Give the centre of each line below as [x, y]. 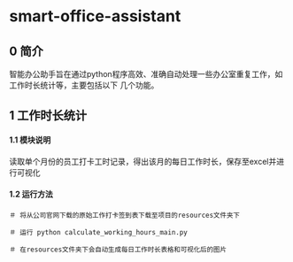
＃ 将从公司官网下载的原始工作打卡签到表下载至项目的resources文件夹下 [125, 215]
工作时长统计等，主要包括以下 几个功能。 [84, 85]
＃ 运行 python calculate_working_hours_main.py [99, 232]
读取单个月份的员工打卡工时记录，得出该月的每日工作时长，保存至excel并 [143, 161]
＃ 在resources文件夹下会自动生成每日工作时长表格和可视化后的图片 [118, 250]
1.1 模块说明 [30, 140]
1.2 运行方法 [31, 194]
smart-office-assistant [95, 16]
